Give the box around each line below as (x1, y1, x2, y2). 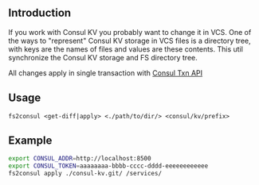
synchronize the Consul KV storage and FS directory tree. (8, 52, 198, 62)
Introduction (8, 6, 72, 20)
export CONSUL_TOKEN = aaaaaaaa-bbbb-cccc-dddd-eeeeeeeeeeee (8, 162, 209, 170)
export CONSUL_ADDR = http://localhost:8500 (8, 155, 151, 163)
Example (8, 134, 53, 148)
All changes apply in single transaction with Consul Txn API (8, 67, 203, 78)
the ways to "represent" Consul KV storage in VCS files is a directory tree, (8, 36, 251, 45)
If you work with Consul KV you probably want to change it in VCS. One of (8, 27, 252, 37)
